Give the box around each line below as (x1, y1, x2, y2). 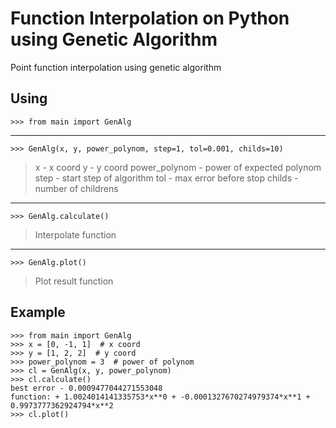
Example (10, 304, 66, 321)
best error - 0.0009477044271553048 (10, 383, 163, 393)
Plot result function (34, 275, 114, 287)
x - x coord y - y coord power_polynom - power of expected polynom (34, 161, 322, 173)
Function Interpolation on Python (10, 7, 290, 30)
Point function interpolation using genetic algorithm (10, 61, 222, 73)
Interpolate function (34, 228, 117, 241)
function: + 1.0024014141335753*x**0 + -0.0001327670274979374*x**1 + (10, 392, 311, 402)
